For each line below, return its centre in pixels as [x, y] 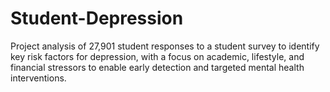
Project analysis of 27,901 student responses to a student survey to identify [165, 46]
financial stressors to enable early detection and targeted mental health [157, 67]
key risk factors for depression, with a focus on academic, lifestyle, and [157, 56]
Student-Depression [97, 18]
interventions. [38, 78]
